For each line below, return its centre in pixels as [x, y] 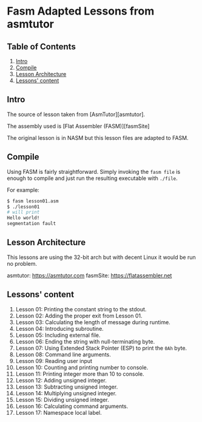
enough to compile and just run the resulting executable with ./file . [92, 178]
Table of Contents [42, 47]
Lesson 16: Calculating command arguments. [72, 406]
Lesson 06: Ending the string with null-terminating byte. [85, 341]
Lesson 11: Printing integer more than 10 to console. [80, 374]
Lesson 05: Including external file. [58, 335]
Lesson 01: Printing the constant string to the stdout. [81, 309]
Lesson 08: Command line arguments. [63, 355]
